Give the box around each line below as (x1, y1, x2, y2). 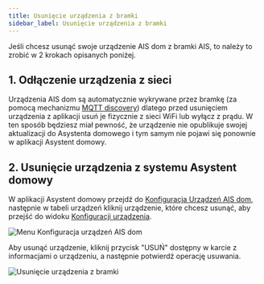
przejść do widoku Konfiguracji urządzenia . (8, 212, 152, 221)
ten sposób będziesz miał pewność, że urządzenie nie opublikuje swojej (8, 120, 248, 130)
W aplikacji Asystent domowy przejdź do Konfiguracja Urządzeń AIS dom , (8, 195, 254, 204)
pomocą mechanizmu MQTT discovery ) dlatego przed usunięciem (8, 103, 228, 113)
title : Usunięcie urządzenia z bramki (8, 11, 138, 20)
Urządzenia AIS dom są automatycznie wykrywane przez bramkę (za (8, 94, 237, 105)
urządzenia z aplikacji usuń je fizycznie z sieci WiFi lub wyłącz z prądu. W (8, 112, 254, 121)
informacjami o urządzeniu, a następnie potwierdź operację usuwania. (8, 251, 241, 261)
